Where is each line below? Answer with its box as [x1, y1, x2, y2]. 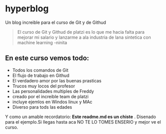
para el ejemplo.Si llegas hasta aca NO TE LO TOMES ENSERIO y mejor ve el [5, 119, 161, 125]
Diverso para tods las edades [12, 104, 72, 110]
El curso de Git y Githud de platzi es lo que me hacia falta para [17, 29, 145, 35]
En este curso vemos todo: [5, 54, 89, 63]
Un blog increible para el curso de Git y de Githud [5, 19, 107, 25]
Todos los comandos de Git [12, 67, 68, 73]
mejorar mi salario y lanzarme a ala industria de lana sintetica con [17, 34, 151, 40]
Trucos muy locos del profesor [12, 83, 75, 89]
